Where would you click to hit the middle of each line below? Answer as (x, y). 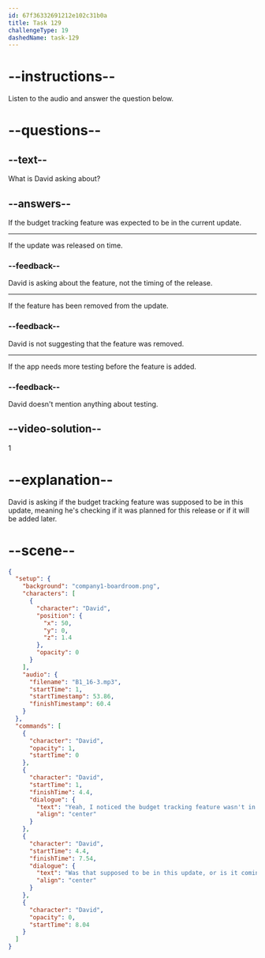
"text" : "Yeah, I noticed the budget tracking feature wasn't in (146, 807)
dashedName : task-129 (44, 38)
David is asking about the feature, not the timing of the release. (110, 283)
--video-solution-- (55, 429)
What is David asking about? (54, 179)
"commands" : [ (38, 726)
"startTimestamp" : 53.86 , (71, 697)
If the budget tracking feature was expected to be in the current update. (125, 223)
